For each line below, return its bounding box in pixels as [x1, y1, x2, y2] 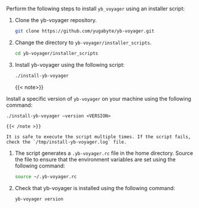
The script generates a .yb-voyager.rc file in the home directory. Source [14, 149, 193, 157]
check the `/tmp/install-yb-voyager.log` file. [6, 139, 127, 145]
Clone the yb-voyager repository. [14, 17, 97, 23]
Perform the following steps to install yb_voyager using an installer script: [6, 5, 185, 12]
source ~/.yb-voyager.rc [14, 173, 77, 179]
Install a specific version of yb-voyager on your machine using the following [6, 95, 191, 102]
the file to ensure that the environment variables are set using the [14, 156, 176, 163]
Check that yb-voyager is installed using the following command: [14, 184, 175, 191]
